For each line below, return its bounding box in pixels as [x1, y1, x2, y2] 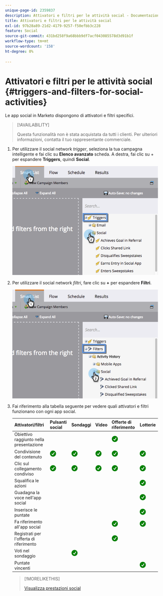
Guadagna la [14, 490, 40, 496]
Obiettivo [14, 432, 33, 437]
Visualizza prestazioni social [24, 585, 81, 591]
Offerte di [111, 419, 132, 425]
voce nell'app [14, 495, 42, 501]
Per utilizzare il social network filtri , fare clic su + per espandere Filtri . [12, 279, 152, 285]
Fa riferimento [14, 518, 43, 524]
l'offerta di [14, 536, 35, 542]
